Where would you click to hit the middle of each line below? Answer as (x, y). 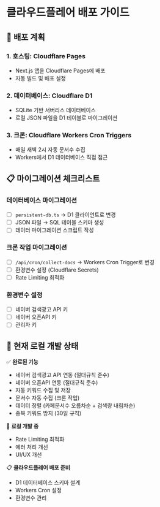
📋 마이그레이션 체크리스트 (53, 178)
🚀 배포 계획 (26, 37)
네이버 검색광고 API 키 (42, 310)
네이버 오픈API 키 (36, 317)
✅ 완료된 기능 (22, 362)
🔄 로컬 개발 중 (23, 426)
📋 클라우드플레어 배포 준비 (38, 468)
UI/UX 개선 (28, 455)
